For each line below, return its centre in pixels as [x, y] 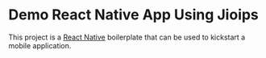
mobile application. [40, 45]
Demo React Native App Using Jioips [134, 15]
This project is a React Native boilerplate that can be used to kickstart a [127, 37]
